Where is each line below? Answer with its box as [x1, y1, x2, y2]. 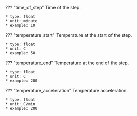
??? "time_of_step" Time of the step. [5, 5, 81, 10]
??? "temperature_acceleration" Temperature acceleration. [5, 88, 128, 93]
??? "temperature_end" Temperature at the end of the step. [5, 60, 129, 66]
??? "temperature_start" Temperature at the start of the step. [5, 32, 132, 38]
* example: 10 [5, 23, 36, 28]
